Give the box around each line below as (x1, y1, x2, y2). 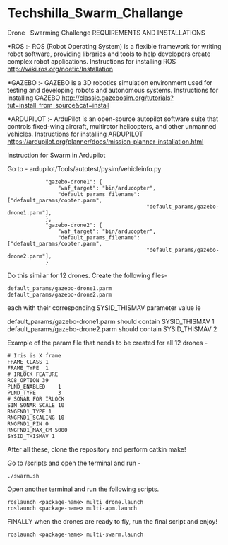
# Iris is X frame (7, 352, 61, 359)
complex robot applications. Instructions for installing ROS (7, 57, 176, 65)
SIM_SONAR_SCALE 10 (7, 401, 65, 408)
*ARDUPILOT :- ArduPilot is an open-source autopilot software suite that (7, 115, 219, 123)
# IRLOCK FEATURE (7, 370, 59, 378)
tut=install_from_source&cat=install (7, 101, 110, 109)
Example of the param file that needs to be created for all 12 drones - (7, 338, 208, 347)
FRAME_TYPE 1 (7, 365, 49, 372)
